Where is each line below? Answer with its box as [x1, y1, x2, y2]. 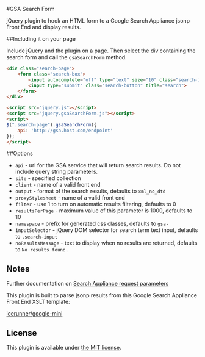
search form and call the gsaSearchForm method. [6, 54, 127, 60]
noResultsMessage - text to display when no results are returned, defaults [15, 239, 198, 247]
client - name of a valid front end [15, 181, 101, 189]
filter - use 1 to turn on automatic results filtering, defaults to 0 [15, 201, 176, 208]
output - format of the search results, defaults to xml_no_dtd [15, 187, 166, 195]
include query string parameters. [15, 168, 98, 176]
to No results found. [15, 246, 69, 253]
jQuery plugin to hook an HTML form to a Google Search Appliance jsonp [6, 17, 190, 24]
